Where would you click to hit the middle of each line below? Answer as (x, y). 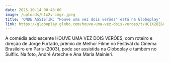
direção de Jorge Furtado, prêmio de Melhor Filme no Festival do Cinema (81, 44)
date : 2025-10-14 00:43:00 (33, 10)
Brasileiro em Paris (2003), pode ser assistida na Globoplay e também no (81, 49)
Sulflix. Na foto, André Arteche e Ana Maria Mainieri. (59, 54)
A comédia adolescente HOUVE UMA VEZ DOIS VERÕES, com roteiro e (79, 38)
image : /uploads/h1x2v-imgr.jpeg (40, 15)
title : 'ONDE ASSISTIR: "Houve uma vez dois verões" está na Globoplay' (83, 19)
